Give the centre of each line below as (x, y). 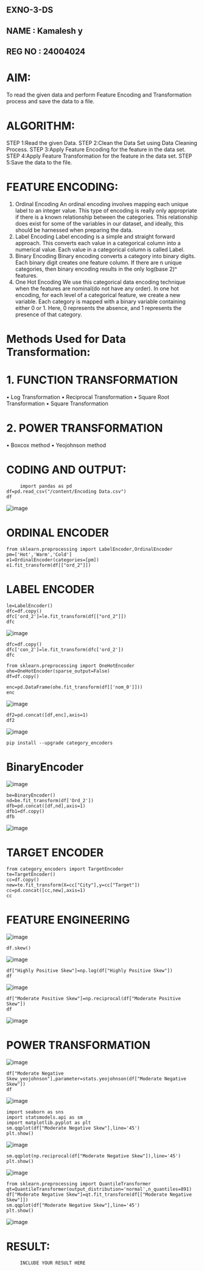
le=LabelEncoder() (30, 606)
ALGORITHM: (40, 126)
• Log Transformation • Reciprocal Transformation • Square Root (88, 397)
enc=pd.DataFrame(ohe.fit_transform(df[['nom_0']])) (75, 687)
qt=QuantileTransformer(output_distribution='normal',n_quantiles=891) (99, 1189)
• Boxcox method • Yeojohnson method (56, 445)
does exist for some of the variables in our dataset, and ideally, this (99, 223)
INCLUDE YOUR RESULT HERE (53, 1263)
